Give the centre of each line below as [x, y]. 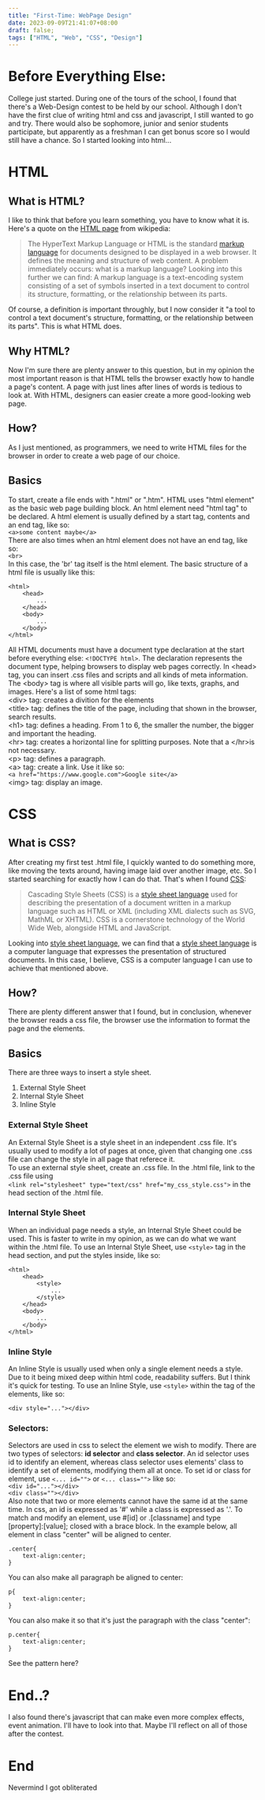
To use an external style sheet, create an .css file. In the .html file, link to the [132, 1167]
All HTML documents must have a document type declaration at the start [126, 649]
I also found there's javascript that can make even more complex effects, [126, 1717]
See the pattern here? [43, 1663]
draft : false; [32, 30]
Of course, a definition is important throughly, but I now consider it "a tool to [132, 309]
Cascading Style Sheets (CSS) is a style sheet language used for [132, 894]
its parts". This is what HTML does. [65, 326]
